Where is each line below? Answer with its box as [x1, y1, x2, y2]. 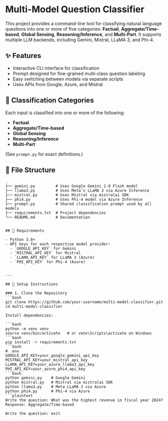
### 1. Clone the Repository [5, 291, 67, 296]
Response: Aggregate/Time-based [5, 402, 74, 407]
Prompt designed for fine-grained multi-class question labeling [12, 70, 146, 76]
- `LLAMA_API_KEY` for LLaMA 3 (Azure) [10, 255, 95, 260]
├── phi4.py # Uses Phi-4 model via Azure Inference [5, 197, 143, 202]
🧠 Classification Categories [5, 96, 94, 105]
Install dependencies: [5, 313, 54, 318]
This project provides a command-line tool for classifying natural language [5, 20, 162, 27]
